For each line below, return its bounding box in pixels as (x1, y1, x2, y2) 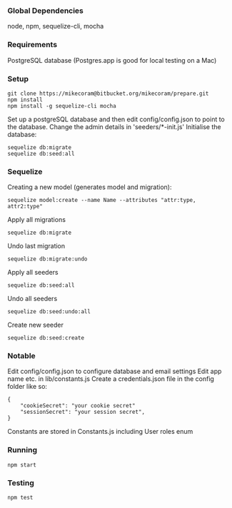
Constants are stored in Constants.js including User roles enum (7, 427, 193, 436)
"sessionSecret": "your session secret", (20, 409, 145, 416)
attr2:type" (7, 203, 43, 210)
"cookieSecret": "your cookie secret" (20, 402, 136, 410)
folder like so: (7, 382, 48, 391)
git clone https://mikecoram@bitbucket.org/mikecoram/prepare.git (7, 90, 209, 97)
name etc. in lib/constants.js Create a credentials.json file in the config (7, 375, 214, 383)
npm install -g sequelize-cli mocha (7, 102, 116, 109)
